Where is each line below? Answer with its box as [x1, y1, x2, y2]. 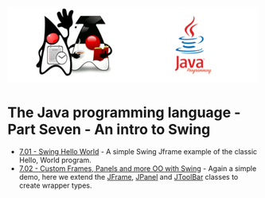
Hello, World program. [18, 155, 92, 165]
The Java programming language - [7, 103, 241, 122]
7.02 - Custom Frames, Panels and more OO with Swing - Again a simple [18, 163, 257, 173]
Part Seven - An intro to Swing [7, 120, 211, 138]
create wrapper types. [18, 181, 92, 190]
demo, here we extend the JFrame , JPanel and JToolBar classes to [18, 172, 239, 181]
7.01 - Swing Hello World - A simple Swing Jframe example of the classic [18, 146, 258, 156]
